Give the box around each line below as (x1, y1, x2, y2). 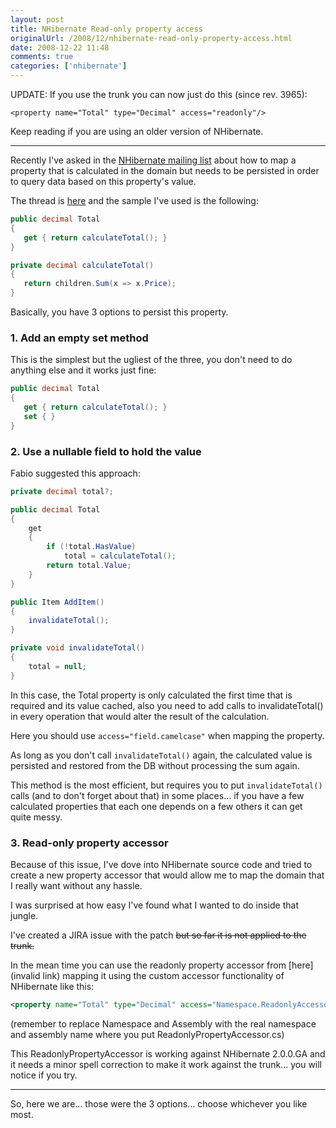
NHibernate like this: (10, 981, 95, 993)
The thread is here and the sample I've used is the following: (10, 195, 259, 206)
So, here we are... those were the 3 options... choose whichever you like (10, 1097, 308, 1110)
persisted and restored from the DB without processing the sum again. (10, 759, 300, 771)
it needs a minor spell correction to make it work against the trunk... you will (10, 1058, 323, 1070)
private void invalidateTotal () (10, 643, 145, 653)
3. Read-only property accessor (10, 836, 169, 850)
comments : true (10, 52, 74, 62)
